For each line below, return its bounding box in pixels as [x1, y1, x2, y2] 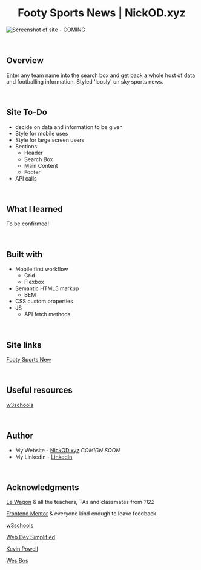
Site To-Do [6, 107, 47, 118]
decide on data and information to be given [15, 123, 123, 130]
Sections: [15, 142, 39, 150]
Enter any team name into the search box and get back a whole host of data [6, 71, 196, 79]
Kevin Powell [6, 545, 38, 552]
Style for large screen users [15, 136, 85, 144]
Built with [6, 249, 43, 260]
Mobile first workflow [15, 265, 68, 273]
